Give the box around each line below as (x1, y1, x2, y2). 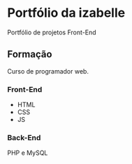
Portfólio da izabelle (7, 5, 126, 21)
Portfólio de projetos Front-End (7, 28, 96, 36)
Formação (7, 48, 52, 60)
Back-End (7, 132, 41, 142)
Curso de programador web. (7, 67, 89, 75)
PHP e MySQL (7, 149, 48, 157)
